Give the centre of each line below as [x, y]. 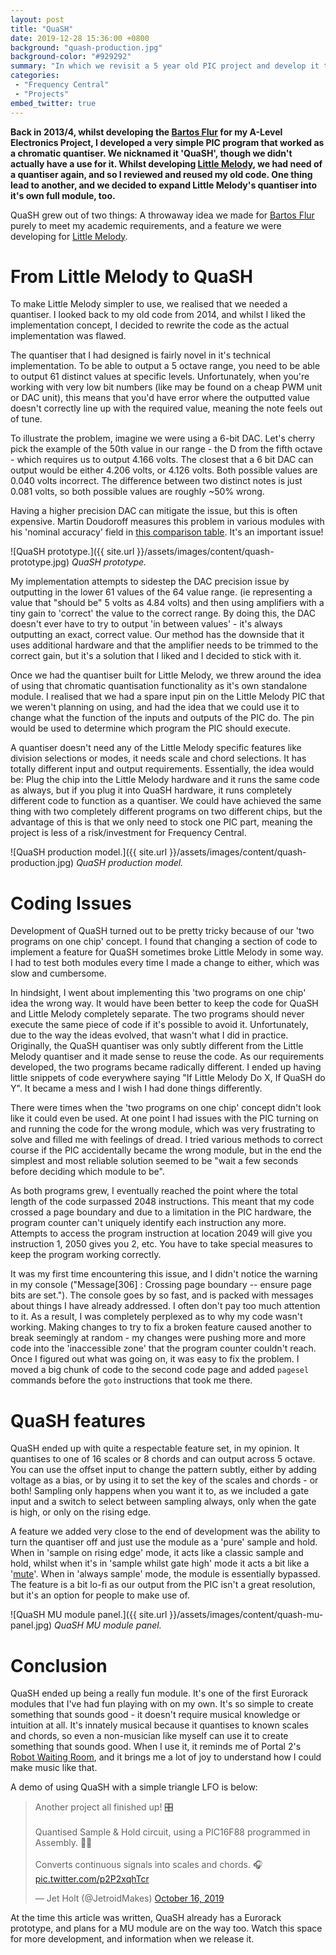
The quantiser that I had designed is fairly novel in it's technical [140, 355]
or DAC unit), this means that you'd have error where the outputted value [160, 398]
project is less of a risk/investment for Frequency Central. [128, 833]
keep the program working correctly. [86, 1255]
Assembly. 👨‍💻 [63, 1843]
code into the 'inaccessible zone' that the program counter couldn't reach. [163, 1348]
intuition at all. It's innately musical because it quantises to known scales [159, 1725]
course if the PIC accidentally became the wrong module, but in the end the [166, 1150]
